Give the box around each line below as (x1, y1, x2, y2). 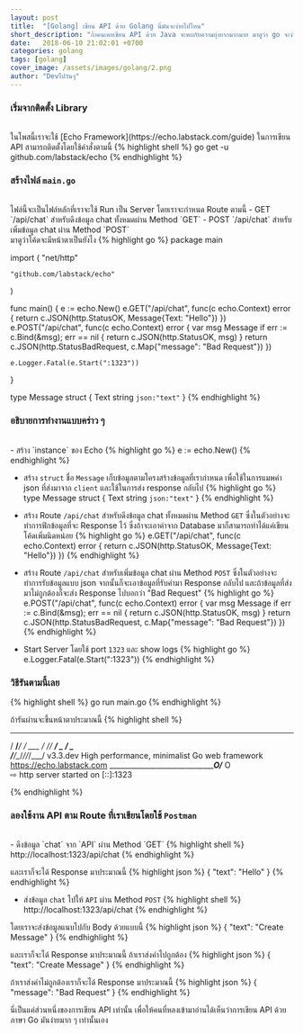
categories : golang (10, 47, 84, 56)
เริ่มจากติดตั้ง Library (10, 101, 88, 113)
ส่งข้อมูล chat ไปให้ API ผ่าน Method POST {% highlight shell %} (22, 895, 242, 905)
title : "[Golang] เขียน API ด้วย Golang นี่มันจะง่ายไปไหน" (10, 22, 206, 31)
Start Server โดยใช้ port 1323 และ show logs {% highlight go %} (22, 643, 251, 654)
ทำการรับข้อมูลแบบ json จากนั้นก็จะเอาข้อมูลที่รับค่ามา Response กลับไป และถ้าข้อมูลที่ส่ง (22, 577, 292, 588)
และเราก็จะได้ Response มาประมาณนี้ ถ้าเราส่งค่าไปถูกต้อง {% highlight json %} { (10, 949, 272, 960)
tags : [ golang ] (10, 55, 67, 64)
